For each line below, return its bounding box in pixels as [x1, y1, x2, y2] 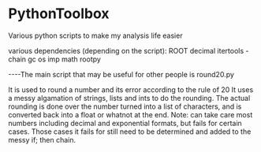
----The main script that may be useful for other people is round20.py [8, 69, 235, 79]
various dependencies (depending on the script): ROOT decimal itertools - [8, 46, 249, 55]
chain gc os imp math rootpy [8, 54, 101, 64]
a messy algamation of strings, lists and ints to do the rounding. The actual [8, 93, 251, 102]
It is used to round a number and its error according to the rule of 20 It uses [8, 84, 254, 95]
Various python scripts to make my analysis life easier [8, 31, 183, 40]
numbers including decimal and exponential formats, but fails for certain [8, 118, 242, 128]
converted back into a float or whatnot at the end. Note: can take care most [8, 109, 253, 119]
